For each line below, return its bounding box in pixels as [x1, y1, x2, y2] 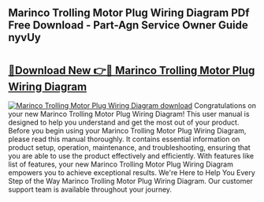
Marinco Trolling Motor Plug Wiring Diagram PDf [8, 6, 250, 20]
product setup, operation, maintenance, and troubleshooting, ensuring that [8, 143, 251, 152]
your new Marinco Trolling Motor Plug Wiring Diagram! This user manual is [8, 110, 250, 118]
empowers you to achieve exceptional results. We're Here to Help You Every [8, 168, 256, 177]
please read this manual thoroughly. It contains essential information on [8, 134, 240, 144]
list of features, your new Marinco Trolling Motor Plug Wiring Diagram [8, 159, 234, 169]
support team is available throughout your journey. [8, 185, 172, 194]
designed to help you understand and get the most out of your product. [8, 118, 240, 127]
